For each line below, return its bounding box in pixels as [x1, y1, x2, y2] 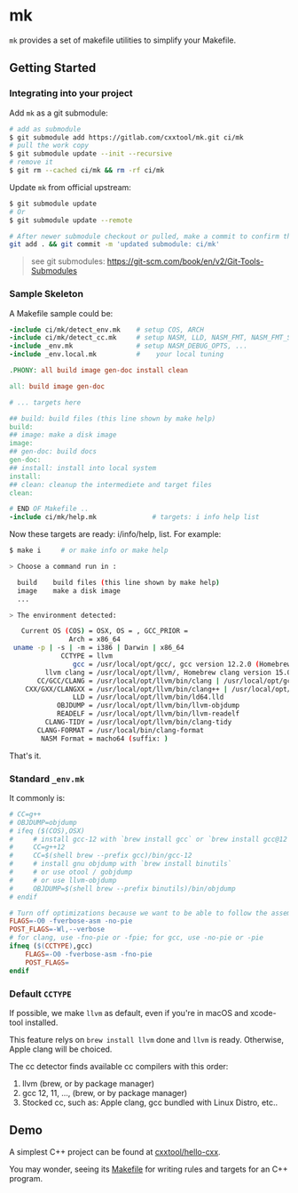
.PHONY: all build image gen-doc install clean [9, 366, 189, 375]
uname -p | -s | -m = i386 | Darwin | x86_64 [12, 644, 184, 653]
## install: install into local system [9, 463, 157, 472]
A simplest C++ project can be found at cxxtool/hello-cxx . [9, 1146, 221, 1157]
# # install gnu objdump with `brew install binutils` [9, 860, 232, 869]
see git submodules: [30, 256, 106, 267]
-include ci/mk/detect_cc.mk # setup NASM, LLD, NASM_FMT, [9, 333, 248, 342]
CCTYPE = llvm [60, 652, 114, 661]
